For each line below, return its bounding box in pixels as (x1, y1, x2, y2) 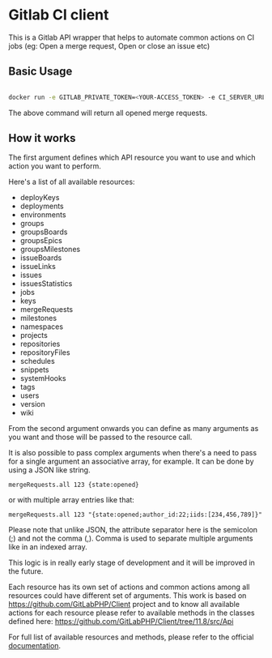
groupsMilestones (19, 245, 81, 254)
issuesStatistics (19, 279, 73, 288)
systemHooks (19, 374, 66, 383)
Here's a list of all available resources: (8, 177, 135, 187)
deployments (19, 201, 65, 211)
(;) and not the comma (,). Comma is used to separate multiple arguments (8, 533, 253, 544)
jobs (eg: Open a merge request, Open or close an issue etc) (8, 41, 210, 50)
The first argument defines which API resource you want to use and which (8, 152, 257, 163)
